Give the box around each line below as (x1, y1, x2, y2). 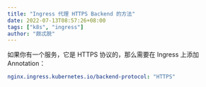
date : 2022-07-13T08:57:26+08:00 (7, 17, 106, 24)
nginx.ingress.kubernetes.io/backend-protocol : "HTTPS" (7, 74, 176, 81)
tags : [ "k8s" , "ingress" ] (7, 23, 84, 30)
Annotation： (7, 59, 46, 68)
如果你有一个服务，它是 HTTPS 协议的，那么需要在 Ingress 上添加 (7, 50, 200, 59)
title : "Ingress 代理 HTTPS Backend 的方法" (7, 10, 136, 18)
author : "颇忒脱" (7, 30, 55, 37)
